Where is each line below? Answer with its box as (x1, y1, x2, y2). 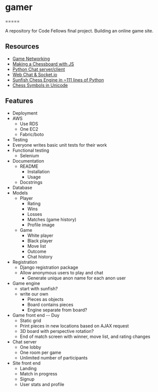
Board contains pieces (27, 301, 74, 307)
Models (12, 190, 28, 196)
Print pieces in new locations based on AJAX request (19, 322, 129, 329)
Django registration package (19, 264, 78, 270)
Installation (27, 168, 50, 174)
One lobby (19, 344, 41, 350)
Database (12, 184, 32, 190)
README (19, 163, 38, 169)
